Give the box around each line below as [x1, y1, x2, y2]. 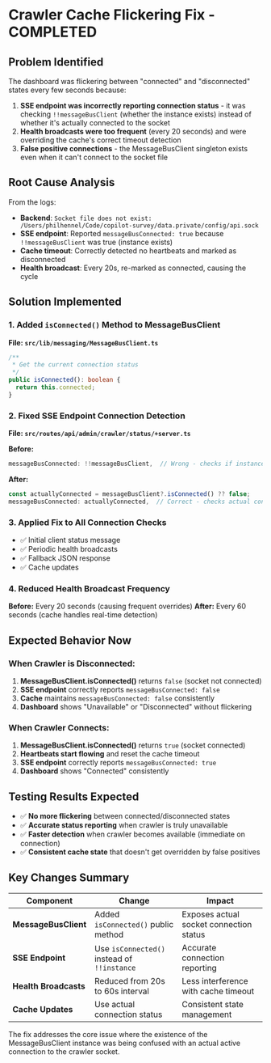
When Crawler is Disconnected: [8, 658, 135, 669]
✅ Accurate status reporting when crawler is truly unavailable [19, 820, 228, 830]
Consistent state [181, 998, 244, 1010]
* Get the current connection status [11, 361, 139, 369]
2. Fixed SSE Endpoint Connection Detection [8, 410, 186, 421]
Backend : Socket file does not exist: [19, 213, 152, 222]
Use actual [94, 998, 135, 1010]
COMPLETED [8, 23, 98, 41]
